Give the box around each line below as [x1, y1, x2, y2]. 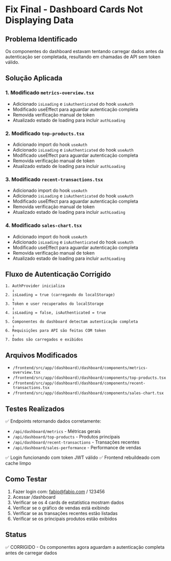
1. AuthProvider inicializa [5, 283, 65, 289]
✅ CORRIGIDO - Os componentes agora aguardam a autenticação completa [5, 544, 165, 550]
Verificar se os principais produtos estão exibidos [12, 516, 117, 522]
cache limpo [5, 460, 32, 467]
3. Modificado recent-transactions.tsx [5, 176, 104, 183]
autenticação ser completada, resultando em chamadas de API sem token [5, 54, 161, 60]
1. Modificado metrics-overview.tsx [5, 89, 94, 96]
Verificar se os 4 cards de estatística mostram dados [12, 499, 124, 505]
